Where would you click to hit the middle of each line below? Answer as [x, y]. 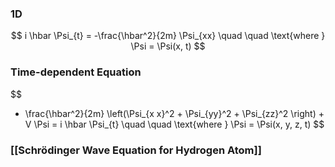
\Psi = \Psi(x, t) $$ [168, 46]
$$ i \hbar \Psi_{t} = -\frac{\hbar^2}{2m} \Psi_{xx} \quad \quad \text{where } [168, 36]
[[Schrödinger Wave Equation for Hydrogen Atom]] [136, 150]
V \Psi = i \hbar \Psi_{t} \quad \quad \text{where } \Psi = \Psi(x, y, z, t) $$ [174, 124]
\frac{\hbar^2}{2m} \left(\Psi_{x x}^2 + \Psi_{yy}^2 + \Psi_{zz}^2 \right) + [174, 113]
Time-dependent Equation [76, 72]
